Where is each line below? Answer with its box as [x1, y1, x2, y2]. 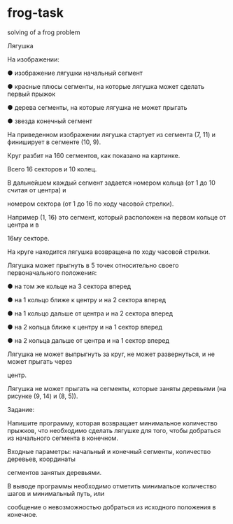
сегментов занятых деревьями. [7, 468, 102, 476]
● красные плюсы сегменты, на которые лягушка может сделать [7, 82, 205, 90]
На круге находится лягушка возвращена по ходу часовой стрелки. [7, 247, 211, 256]
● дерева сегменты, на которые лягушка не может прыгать [7, 103, 188, 111]
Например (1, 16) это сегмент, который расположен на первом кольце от [7, 213, 226, 221]
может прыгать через [7, 357, 72, 365]
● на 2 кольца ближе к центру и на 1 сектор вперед [7, 323, 163, 331]
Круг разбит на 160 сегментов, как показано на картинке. [7, 151, 181, 160]
